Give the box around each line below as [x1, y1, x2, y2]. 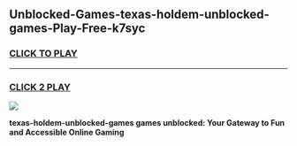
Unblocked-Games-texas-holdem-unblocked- [9, 7, 270, 22]
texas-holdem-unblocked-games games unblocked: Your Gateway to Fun [9, 117, 286, 127]
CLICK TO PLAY [9, 48, 78, 60]
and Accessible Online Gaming [9, 127, 125, 137]
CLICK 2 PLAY [9, 81, 71, 93]
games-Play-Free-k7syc [9, 21, 146, 36]
